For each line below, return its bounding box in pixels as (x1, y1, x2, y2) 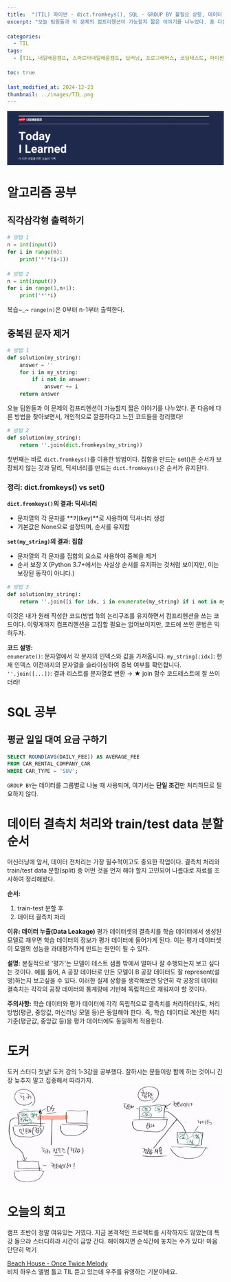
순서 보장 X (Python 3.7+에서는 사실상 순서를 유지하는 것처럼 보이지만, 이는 (16, 560, 219, 568)
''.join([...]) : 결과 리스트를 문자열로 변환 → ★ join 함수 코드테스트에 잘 (7, 669, 208, 677)
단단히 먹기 (7, 1246, 37, 1254)
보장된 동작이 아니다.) (16, 568, 75, 577)
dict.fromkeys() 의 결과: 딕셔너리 (7, 499, 98, 507)
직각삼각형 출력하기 (7, 214, 85, 226)
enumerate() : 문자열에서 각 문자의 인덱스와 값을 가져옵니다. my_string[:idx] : (7, 652, 215, 660)
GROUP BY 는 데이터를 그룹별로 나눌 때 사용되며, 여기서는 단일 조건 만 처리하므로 (7, 781, 215, 789)
